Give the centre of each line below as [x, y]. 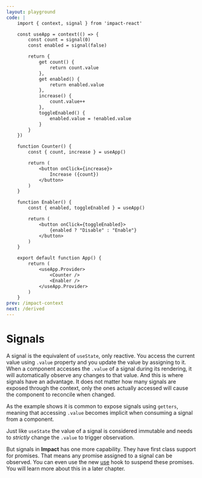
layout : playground [31, 12]
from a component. [30, 419]
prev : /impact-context [35, 303]
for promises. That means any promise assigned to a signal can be [89, 456]
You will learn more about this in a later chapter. [66, 468]
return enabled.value [77, 85]
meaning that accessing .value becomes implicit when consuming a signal [99, 412]
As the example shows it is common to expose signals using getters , [93, 406]
